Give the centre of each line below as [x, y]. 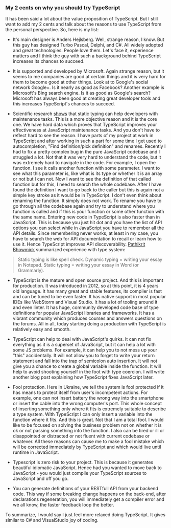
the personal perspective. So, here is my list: [52, 30]
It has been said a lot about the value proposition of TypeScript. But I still [82, 19]
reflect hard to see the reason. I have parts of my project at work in [83, 136]
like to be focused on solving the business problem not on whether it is [87, 425]
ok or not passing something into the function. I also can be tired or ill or [88, 431]
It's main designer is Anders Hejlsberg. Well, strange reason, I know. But [88, 39]
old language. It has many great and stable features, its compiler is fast [87, 291]
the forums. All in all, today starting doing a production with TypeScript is [89, 324]
